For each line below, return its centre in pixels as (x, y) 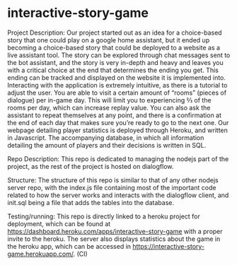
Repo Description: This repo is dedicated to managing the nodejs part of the (118, 159)
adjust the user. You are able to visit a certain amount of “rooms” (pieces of (117, 93)
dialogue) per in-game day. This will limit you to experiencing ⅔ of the (109, 100)
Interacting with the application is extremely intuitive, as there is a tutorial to (117, 85)
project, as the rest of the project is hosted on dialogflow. (91, 166)
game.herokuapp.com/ (40, 254)
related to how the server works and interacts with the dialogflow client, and (118, 195)
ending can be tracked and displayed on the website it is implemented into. (117, 77)
